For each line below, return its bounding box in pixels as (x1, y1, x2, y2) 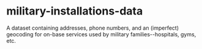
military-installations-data (6, 4, 143, 18)
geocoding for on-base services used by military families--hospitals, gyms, (6, 30, 196, 38)
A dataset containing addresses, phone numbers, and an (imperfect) (6, 24, 179, 31)
